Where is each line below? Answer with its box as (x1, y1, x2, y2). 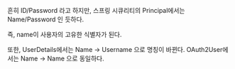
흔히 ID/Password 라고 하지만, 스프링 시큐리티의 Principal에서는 (7, 6, 186, 14)
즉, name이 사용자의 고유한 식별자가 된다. (7, 31, 122, 38)
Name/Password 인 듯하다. (7, 15, 84, 23)
